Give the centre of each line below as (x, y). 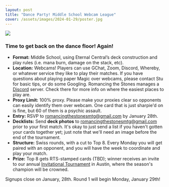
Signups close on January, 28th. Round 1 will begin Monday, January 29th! (83, 179)
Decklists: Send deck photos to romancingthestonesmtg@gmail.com (85, 121)
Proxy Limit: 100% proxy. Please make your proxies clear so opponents (87, 100)
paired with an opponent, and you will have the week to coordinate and (86, 148)
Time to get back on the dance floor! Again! (59, 46)
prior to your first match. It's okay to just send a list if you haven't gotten (88, 127)
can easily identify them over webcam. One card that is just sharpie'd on (88, 105)
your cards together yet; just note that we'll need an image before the (85, 132)
